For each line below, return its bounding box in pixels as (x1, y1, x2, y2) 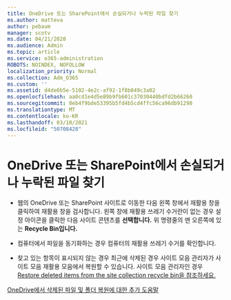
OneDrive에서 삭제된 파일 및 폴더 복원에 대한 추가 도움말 (7, 286, 159, 294)
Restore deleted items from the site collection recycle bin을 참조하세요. (17, 271, 216, 279)
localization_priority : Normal (7, 68, 97, 74)
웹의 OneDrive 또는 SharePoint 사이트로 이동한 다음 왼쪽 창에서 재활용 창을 (17, 199, 221, 207)
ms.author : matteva (7, 17, 63, 23)
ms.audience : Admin (7, 42, 63, 49)
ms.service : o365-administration (7, 55, 103, 62)
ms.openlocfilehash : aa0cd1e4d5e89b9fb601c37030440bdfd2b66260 (7, 94, 193, 101)
